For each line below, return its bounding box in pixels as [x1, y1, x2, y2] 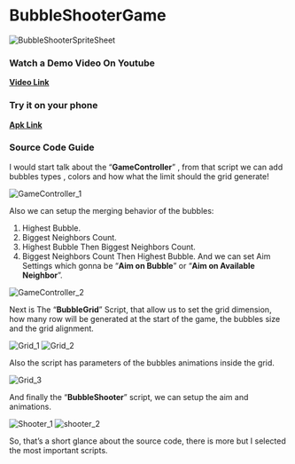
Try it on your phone [9, 99, 98, 112]
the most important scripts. [9, 444, 108, 455]
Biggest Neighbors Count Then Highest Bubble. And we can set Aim [21, 250, 271, 262]
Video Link [9, 77, 50, 88]
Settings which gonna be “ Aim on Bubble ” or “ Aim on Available [21, 260, 255, 271]
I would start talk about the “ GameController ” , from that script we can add [9, 161, 283, 172]
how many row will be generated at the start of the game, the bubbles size [9, 313, 281, 324]
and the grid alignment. [9, 323, 95, 334]
